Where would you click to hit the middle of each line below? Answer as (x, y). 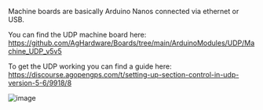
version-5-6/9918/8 (40, 83)
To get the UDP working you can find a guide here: (90, 66)
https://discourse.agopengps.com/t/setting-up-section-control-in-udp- (124, 75)
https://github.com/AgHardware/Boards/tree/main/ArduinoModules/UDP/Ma (131, 43)
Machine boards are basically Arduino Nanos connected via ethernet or (124, 11)
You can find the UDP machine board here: (77, 35)
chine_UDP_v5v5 (35, 51)
